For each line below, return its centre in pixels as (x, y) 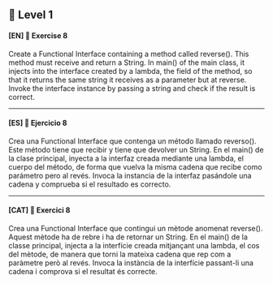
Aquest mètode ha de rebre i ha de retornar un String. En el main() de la (128, 237)
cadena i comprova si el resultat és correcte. (83, 271)
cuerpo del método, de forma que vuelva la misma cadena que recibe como (135, 166)
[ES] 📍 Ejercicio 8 (38, 123)
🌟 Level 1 (31, 15)
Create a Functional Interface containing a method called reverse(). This (129, 54)
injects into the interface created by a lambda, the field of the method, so (130, 71)
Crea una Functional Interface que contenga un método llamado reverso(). (133, 141)
